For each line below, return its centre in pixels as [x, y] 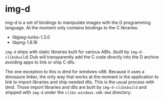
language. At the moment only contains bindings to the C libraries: [72, 27]
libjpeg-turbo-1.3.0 [31, 37]
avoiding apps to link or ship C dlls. [40, 62]
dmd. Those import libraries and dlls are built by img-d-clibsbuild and [76, 87]
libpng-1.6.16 [25, 42]
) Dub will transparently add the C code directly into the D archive [93, 57]
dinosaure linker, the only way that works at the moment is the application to [82, 77]
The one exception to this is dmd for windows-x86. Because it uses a [75, 71]
